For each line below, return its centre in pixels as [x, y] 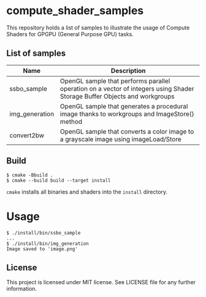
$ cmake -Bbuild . [30, 175]
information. [22, 289]
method [71, 121]
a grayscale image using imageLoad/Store [121, 139]
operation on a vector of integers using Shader [127, 88]
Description [128, 70]
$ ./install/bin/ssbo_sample [44, 233]
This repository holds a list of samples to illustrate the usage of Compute [98, 28]
